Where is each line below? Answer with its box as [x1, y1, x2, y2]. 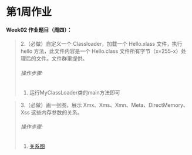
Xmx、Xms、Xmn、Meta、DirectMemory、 [83, 101, 189, 109]
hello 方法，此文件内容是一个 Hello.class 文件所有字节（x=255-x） [20, 48, 181, 55]
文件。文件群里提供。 [36, 55, 88, 62]
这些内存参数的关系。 [31, 109, 83, 116]
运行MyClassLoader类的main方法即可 [29, 89, 120, 96]
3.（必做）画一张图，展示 [20, 101, 82, 109]
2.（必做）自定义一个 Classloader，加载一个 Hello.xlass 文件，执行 [20, 41, 183, 48]
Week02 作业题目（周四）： [6, 26, 72, 33]
